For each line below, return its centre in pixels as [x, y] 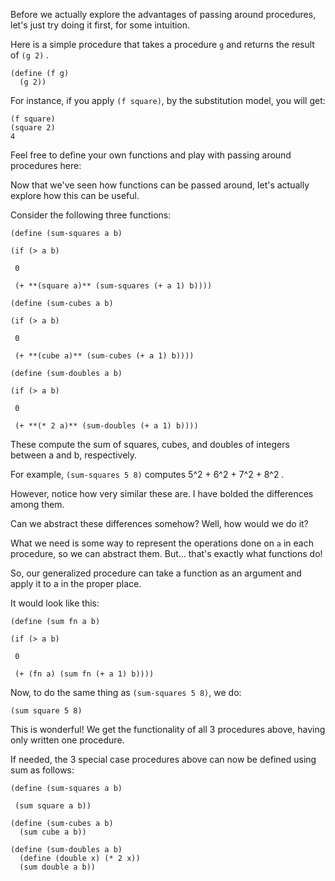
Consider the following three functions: [91, 215]
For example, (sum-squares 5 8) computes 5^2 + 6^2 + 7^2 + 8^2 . [147, 474]
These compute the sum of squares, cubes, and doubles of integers [150, 444]
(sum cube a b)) [53, 832]
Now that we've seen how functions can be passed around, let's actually [160, 185]
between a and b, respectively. [74, 455]
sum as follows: [42, 770]
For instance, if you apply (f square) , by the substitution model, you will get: [168, 100]
